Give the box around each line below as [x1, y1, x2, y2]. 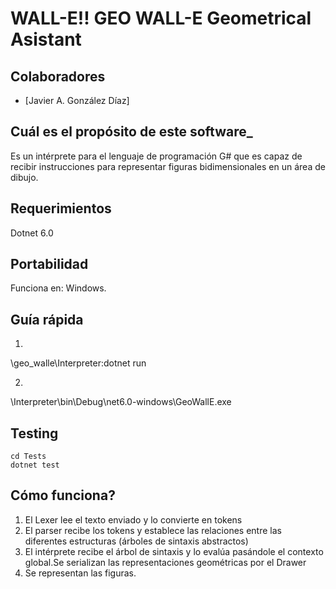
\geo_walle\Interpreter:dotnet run [10, 357, 147, 369]
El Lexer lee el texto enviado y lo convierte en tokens [24, 513, 243, 526]
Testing [10, 425, 59, 442]
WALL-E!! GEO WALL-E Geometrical [10, 7, 312, 30]
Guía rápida [10, 311, 84, 328]
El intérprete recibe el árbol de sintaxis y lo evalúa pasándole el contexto [24, 545, 324, 557]
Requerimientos [10, 200, 112, 217]
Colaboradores [10, 68, 106, 85]
